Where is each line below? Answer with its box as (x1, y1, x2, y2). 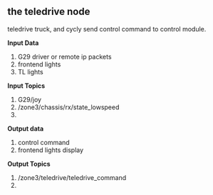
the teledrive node (7, 6, 90, 18)
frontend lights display (17, 146, 84, 154)
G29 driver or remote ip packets (17, 52, 112, 61)
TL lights (17, 67, 44, 76)
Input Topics (7, 81, 46, 90)
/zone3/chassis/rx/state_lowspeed (17, 103, 120, 111)
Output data (7, 124, 44, 133)
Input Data (7, 39, 39, 47)
